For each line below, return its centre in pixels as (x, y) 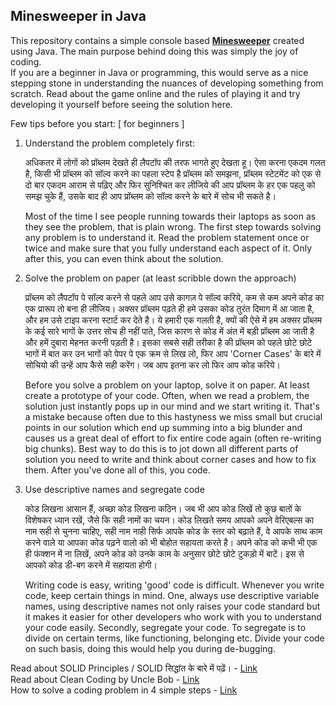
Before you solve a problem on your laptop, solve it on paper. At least (167, 385)
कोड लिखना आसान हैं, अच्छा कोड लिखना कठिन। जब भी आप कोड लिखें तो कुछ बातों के (163, 508)
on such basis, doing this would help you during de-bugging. (150, 648)
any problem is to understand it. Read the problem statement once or (167, 237)
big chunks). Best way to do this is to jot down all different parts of (161, 448)
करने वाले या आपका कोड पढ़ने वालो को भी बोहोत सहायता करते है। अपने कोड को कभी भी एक (171, 542)
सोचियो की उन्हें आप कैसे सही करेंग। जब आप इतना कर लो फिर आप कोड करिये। (153, 365)
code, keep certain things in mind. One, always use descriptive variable (172, 595)
